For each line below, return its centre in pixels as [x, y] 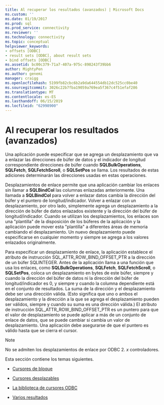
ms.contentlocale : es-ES [31, 97]
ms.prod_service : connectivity [37, 28]
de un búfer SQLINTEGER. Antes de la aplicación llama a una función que [79, 262]
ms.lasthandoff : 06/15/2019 [34, 101]
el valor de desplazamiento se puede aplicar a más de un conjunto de [76, 315]
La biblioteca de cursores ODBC [45, 388]
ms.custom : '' [20, 14]
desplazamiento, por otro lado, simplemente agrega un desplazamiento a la [82, 205]
